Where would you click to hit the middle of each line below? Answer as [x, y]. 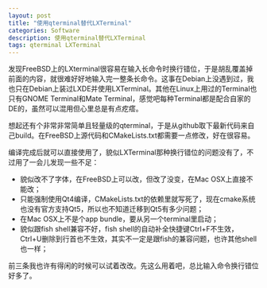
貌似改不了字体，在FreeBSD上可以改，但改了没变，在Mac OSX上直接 [133, 179]
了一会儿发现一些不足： [60, 162]
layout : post [30, 16]
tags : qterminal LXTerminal [55, 45]
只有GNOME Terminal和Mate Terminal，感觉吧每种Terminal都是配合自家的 [130, 99]
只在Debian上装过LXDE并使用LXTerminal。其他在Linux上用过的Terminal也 [136, 89]
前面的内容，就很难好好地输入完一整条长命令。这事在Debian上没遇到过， [128, 79]
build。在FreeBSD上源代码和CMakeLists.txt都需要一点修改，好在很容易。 [135, 135]
